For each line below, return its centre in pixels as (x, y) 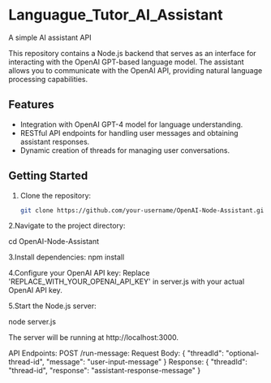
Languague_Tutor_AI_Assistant (116, 15)
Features (31, 104)
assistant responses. (55, 141)
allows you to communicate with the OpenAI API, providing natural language (135, 70)
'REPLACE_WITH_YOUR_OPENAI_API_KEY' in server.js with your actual (127, 281)
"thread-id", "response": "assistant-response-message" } (105, 371)
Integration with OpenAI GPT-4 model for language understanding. (131, 124)
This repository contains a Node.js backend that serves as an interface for (133, 53)
